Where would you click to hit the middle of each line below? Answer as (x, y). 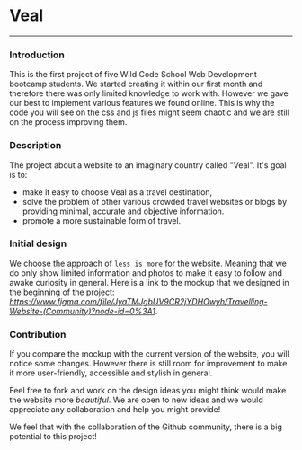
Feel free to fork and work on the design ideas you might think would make (148, 391)
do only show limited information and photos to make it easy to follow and (146, 273)
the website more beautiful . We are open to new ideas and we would (136, 400)
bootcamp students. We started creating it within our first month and (136, 84)
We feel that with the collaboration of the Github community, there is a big (146, 427)
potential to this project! (53, 437)
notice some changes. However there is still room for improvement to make (148, 364)
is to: (18, 174)
